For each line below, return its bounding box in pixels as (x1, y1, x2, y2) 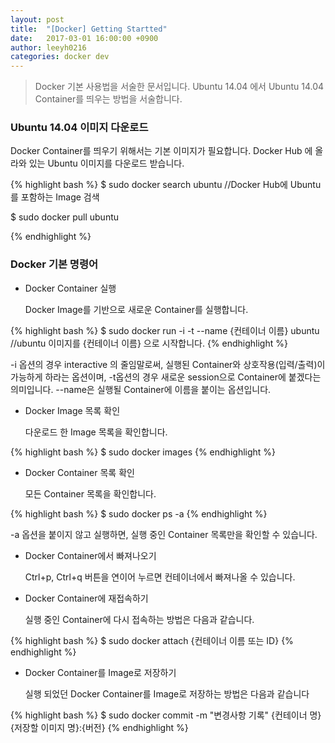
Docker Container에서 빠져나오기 (24, 549, 157, 561)
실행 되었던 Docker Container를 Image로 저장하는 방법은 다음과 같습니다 (24, 687, 310, 700)
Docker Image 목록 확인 (24, 404, 121, 416)
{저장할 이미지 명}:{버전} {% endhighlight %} (10, 721, 189, 733)
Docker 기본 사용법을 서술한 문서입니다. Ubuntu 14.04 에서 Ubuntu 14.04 (34, 81, 325, 93)
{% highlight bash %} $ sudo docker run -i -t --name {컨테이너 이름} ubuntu (10, 324, 320, 336)
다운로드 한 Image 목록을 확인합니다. (24, 426, 168, 438)
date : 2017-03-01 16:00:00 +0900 (10, 33, 159, 43)
